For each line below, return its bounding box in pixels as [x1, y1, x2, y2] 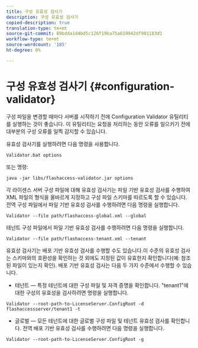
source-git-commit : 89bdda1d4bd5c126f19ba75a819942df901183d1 [6, 31, 163, 37]
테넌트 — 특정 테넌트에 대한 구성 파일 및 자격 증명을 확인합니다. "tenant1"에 [14, 282, 189, 289]
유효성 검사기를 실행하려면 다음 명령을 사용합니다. [6, 140, 120, 147]
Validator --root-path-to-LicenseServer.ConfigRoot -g [6, 336, 144, 342]
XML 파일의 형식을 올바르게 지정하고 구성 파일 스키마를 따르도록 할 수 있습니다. [6, 194, 187, 201]
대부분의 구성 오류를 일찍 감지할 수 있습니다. [6, 128, 108, 135]
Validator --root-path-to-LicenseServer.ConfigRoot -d [6, 301, 144, 307]
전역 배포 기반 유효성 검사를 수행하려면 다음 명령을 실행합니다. [22, 324, 164, 331]
